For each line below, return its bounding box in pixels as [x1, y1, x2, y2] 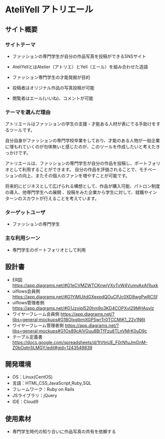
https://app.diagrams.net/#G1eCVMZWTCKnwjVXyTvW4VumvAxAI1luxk [12, 282, 159, 288]
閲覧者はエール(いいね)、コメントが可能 [12, 95, 94, 101]
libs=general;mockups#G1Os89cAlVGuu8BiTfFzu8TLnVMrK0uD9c [12, 328, 148, 334]
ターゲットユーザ [5, 209, 46, 216]
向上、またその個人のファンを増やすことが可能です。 [22, 173, 130, 179]
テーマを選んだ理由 [5, 109, 51, 115]
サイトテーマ [5, 41, 36, 48]
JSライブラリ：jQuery [12, 393, 58, 399]
